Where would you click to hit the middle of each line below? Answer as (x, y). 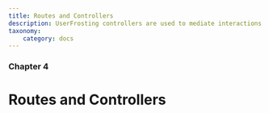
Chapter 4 (29, 67)
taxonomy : (25, 31)
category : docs (48, 38)
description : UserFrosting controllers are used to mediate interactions (135, 23)
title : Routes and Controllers (61, 16)
